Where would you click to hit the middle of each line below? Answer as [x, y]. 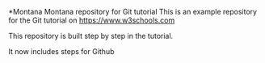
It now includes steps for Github [61, 51]
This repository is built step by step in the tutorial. [91, 36]
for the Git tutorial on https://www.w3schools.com [92, 20]
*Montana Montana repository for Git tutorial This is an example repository [132, 12]
